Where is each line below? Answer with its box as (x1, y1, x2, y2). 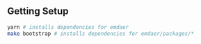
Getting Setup (7, 5, 69, 17)
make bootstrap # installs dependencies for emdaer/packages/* (7, 30, 195, 37)
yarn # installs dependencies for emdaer (7, 23, 129, 30)
